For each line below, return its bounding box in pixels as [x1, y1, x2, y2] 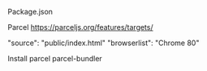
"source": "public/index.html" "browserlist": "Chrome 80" [7, 38, 200, 48]
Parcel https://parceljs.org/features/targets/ [7, 23, 153, 31]
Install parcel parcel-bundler [7, 54, 102, 63]
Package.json [7, 7, 54, 16]
